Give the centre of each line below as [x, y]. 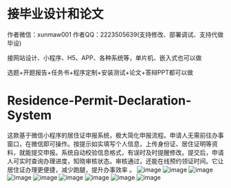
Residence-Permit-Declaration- [99, 101]
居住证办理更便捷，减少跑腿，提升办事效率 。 [71, 169]
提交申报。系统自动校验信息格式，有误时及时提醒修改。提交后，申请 [127, 152]
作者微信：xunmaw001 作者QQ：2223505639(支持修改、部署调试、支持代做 [115, 34]
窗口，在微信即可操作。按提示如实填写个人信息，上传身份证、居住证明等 [109, 144]
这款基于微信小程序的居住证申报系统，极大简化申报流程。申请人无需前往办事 [115, 135]
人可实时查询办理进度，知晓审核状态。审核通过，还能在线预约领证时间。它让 [115, 161]
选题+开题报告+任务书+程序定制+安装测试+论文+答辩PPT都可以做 [100, 72]
